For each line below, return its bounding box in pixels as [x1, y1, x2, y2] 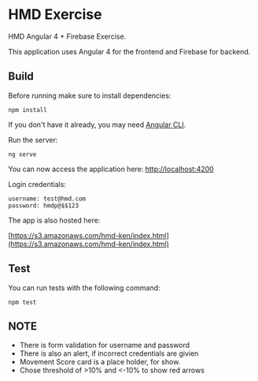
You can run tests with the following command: [8, 282, 160, 293]
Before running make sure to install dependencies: [8, 91, 171, 100]
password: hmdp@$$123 [8, 201, 79, 210]
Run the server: [8, 135, 58, 144]
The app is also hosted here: [8, 215, 101, 225]
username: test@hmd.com [8, 195, 87, 203]
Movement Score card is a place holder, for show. [19, 357, 181, 367]
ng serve [8, 150, 37, 159]
